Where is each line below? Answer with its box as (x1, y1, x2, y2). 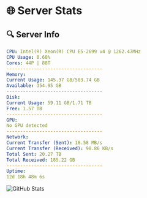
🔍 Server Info (6, 29, 60, 40)
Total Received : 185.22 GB (6, 157, 75, 163)
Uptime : (6, 168, 26, 175)
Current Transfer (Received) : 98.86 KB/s (6, 145, 114, 151)
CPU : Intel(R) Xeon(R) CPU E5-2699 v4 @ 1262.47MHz (6, 48, 141, 55)
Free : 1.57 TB (6, 105, 43, 112)
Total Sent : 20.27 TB (6, 151, 62, 157)
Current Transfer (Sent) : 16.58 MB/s (6, 140, 103, 146)
